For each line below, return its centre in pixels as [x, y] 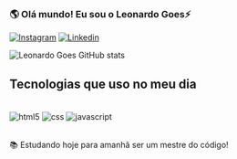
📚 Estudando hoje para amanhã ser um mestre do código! [119, 144]
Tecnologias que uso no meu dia [103, 84]
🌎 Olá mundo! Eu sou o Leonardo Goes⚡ [100, 14]
